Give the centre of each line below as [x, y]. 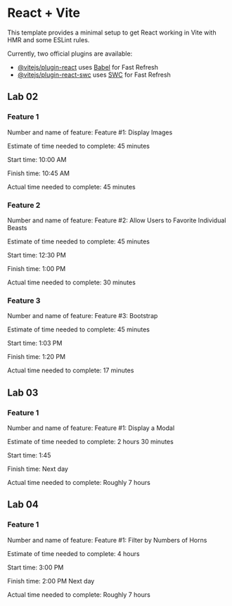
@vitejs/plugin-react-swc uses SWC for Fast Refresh [94, 75]
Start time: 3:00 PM [36, 567]
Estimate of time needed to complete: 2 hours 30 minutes [90, 441]
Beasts [17, 227]
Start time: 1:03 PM [35, 343]
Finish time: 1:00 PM [37, 268]
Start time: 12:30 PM [37, 255]
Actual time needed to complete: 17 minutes [71, 370]
